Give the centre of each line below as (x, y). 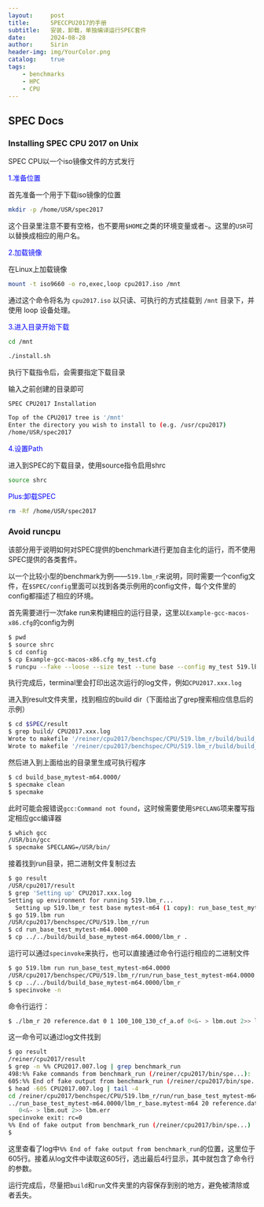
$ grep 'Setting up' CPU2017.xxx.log (70, 893)
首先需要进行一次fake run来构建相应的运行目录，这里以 (97, 613)
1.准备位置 (24, 178)
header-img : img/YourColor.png (59, 52)
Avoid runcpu (35, 531)
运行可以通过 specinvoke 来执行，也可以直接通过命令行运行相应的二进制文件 (129, 953)
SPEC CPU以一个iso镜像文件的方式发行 (71, 162)
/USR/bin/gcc (29, 840)
